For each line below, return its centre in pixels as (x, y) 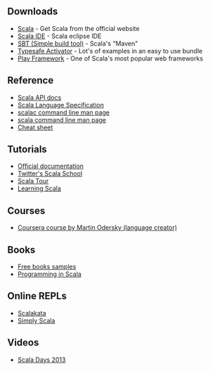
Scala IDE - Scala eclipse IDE (59, 36)
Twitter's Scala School (50, 174)
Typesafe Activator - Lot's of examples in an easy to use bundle (110, 51)
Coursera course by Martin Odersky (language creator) (97, 228)
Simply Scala (36, 320)
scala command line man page (62, 119)
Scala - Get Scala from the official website (78, 28)
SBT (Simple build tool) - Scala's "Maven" (78, 43)
